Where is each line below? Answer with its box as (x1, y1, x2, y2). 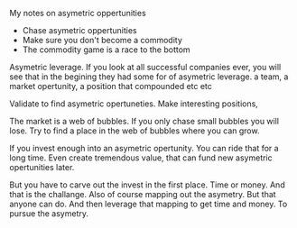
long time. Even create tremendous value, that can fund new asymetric (9, 152, 273, 163)
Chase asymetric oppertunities (22, 25, 137, 35)
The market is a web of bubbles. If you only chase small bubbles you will (9, 116, 280, 126)
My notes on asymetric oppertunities (9, 8, 146, 18)
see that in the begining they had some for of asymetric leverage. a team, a (9, 71, 289, 82)
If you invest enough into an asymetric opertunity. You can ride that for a (9, 143, 279, 153)
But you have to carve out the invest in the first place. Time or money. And (9, 179, 286, 190)
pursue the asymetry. (9, 208, 88, 219)
